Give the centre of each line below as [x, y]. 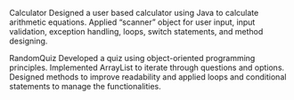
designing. [29, 41]
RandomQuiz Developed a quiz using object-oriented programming [132, 58]
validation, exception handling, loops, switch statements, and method [136, 31]
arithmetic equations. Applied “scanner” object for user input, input [132, 22]
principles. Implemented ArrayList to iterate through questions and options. [147, 67]
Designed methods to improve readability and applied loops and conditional [148, 77]
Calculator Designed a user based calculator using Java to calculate [134, 13]
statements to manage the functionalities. [86, 86]
